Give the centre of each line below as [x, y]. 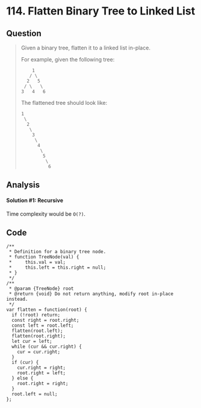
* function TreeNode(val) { [44, 257]
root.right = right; [43, 384]
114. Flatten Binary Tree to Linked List [101, 11]
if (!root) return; [36, 315]
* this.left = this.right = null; [57, 268]
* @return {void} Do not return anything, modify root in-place [91, 294]
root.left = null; [35, 394]
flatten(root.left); [37, 331]
